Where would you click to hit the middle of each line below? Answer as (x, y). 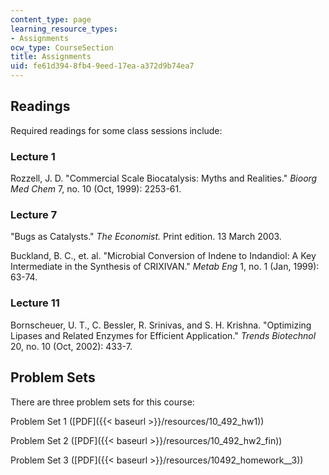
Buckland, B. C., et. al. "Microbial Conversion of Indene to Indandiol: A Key (163, 256)
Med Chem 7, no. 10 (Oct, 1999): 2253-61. (96, 189)
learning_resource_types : (64, 29)
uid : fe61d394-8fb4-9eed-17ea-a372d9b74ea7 (102, 66)
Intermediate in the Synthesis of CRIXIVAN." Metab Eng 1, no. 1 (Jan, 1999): (165, 267)
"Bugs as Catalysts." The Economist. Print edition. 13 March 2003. (146, 237)
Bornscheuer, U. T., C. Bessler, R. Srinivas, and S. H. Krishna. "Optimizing (161, 325)
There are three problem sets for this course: (102, 402)
